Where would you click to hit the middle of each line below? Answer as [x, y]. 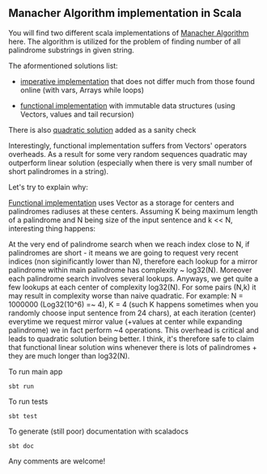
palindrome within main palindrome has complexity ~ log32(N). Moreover [130, 269]
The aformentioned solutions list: [64, 66]
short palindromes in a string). [59, 171]
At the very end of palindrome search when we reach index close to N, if [129, 244]
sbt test [23, 416]
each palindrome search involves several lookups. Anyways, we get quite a [133, 278]
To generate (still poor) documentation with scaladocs [98, 431]
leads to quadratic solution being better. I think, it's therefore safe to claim [131, 338]
